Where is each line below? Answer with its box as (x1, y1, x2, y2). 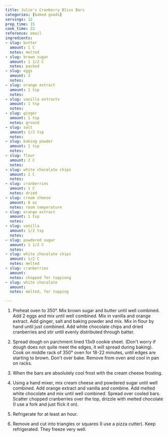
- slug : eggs (5, 69, 33, 74)
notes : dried (10, 190, 37, 196)
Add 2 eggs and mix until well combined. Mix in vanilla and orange (12, 313, 151, 319)
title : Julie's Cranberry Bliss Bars (5, 7, 85, 13)
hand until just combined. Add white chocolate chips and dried (12, 324, 143, 330)
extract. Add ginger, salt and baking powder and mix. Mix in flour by (12, 318, 154, 324)
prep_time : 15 (5, 21, 35, 27)
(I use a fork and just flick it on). (12, 401, 79, 407)
